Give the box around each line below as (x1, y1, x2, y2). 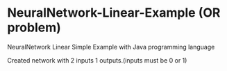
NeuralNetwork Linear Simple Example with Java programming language (7, 42, 215, 51)
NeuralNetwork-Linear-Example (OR (7, 5, 221, 21)
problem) (7, 19, 61, 35)
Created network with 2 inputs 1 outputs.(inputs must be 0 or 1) (7, 56, 187, 64)
